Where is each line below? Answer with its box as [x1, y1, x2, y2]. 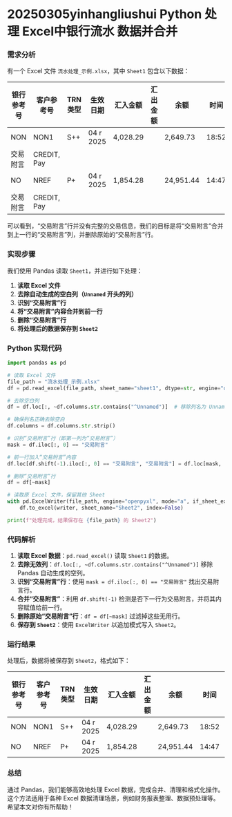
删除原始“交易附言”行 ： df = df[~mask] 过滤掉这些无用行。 [17, 612, 184, 620]
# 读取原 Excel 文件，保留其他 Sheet [7, 492, 106, 499]
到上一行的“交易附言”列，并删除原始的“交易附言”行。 [7, 231, 157, 239]
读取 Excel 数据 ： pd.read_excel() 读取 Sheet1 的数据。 [17, 552, 173, 560]
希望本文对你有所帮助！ [7, 802, 74, 811]
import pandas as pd [7, 360, 67, 367]
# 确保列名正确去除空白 [7, 416, 66, 423]
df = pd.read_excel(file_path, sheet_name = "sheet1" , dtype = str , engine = [7, 385, 221, 392]
